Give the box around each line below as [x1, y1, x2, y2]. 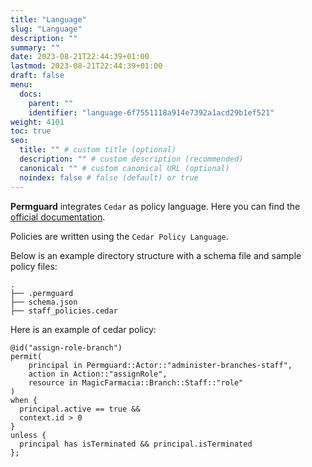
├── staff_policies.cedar [10, 306, 118, 316]
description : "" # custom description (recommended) [19, 154, 244, 164]
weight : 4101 [10, 117, 65, 127]
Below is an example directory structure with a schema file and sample [10, 249, 302, 261]
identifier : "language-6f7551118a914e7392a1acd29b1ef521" [28, 107, 275, 118]
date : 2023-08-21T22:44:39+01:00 [10, 52, 150, 62]
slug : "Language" [10, 24, 83, 34]
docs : [19, 89, 43, 99]
